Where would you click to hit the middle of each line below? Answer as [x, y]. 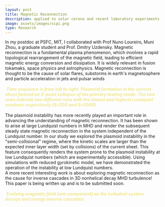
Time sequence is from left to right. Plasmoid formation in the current [79, 89]
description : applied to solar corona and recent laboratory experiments [82, 19]
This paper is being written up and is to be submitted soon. [65, 183]
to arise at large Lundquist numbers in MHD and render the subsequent [77, 126]
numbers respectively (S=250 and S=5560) [51, 105]
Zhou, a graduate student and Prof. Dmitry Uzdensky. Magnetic [69, 47]
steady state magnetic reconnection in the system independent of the [76, 131]
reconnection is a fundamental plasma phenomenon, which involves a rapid [82, 53]
